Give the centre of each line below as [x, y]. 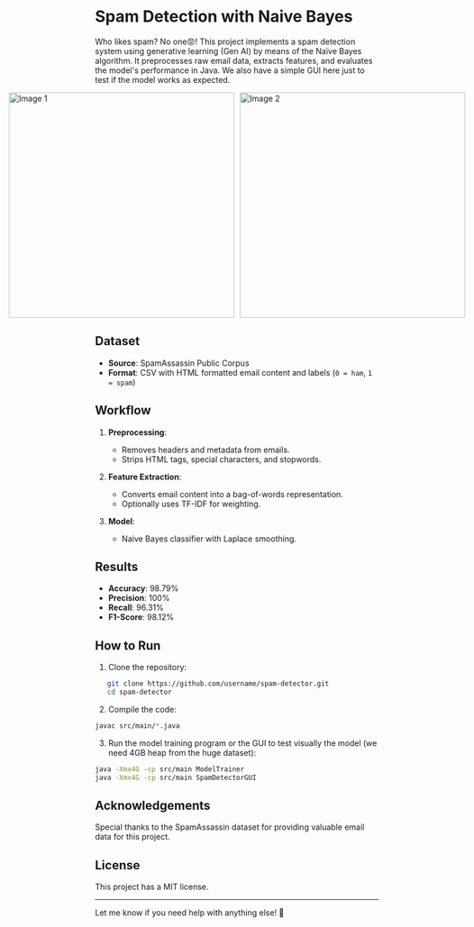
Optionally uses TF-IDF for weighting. [191, 504]
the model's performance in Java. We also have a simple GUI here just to [230, 70]
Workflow [123, 410]
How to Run [128, 645]
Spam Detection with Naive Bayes [224, 17]
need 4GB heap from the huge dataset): [182, 752]
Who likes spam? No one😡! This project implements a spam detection [225, 41]
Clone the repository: [147, 668]
